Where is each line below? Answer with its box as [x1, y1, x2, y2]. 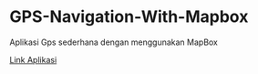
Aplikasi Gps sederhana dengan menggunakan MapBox [9, 37, 219, 48]
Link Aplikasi [9, 54, 57, 65]
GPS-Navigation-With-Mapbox [9, 6, 249, 27]
